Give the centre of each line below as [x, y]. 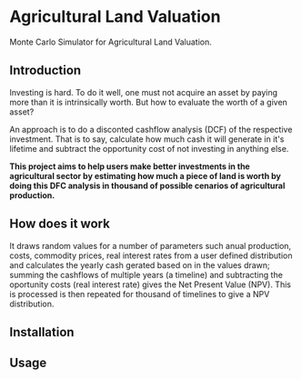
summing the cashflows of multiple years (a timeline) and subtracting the [146, 274]
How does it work [60, 224]
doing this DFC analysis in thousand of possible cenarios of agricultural [147, 185]
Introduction [45, 70]
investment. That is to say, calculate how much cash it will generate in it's [147, 139]
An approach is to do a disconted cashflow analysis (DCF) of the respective [151, 129]
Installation [42, 332]
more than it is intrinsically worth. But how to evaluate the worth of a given [149, 102]
